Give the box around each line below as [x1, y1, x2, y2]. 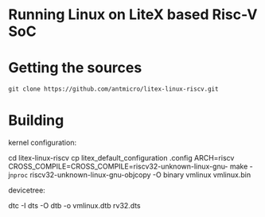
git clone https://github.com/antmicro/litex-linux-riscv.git [8, 85, 219, 93]
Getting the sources [8, 59, 142, 77]
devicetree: [8, 185, 45, 196]
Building [8, 111, 64, 130]
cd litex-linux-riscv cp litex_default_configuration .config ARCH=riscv [8, 153, 235, 163]
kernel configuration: [8, 138, 77, 148]
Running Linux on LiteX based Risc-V [8, 6, 258, 24]
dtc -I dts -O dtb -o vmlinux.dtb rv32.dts [8, 201, 141, 211]
